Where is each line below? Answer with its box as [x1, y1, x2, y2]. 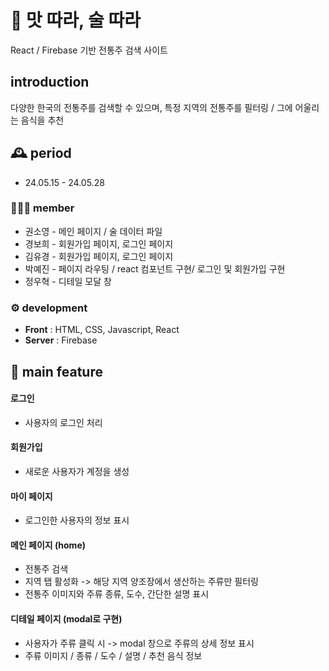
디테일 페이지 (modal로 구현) [10, 612, 123, 625]
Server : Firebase [24, 334, 98, 346]
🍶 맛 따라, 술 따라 [10, 9, 141, 32]
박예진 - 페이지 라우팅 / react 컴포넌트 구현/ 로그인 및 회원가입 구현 [24, 262, 286, 275]
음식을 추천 [20, 114, 65, 126]
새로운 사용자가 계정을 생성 [24, 465, 130, 477]
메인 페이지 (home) [10, 539, 87, 551]
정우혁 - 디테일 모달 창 [24, 275, 112, 287]
